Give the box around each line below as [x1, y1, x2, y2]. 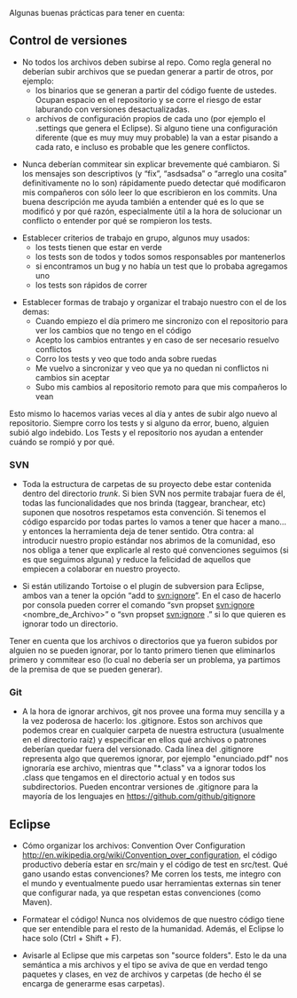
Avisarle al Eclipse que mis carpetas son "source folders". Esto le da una [21, 950, 287, 961]
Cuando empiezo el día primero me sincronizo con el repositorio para [35, 315, 288, 326]
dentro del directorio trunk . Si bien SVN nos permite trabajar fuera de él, [21, 488, 285, 499]
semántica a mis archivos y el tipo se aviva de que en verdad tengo [21, 960, 269, 970]
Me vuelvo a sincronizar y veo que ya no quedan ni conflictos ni [35, 363, 269, 373]
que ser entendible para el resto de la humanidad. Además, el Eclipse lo [21, 923, 284, 934]
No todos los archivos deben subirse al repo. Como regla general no [21, 57, 272, 67]
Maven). [21, 897, 53, 908]
